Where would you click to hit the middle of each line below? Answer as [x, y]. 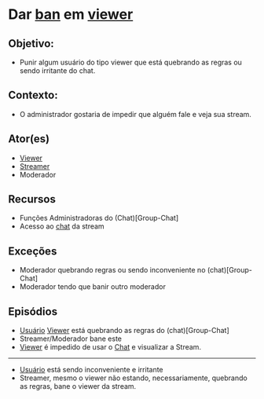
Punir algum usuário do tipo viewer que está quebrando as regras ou [130, 62]
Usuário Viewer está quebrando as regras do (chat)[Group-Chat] [124, 331]
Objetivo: [31, 44]
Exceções [33, 251]
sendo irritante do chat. [57, 71]
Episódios [33, 311]
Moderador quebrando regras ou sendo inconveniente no [112, 270]
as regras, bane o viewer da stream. [78, 386]
